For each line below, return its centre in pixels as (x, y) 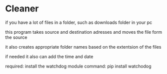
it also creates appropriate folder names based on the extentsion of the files (83, 47)
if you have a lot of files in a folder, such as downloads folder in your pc (79, 22)
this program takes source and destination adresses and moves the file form (84, 32)
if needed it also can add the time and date (49, 56)
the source (16, 37)
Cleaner (22, 9)
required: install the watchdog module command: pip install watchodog (78, 66)
